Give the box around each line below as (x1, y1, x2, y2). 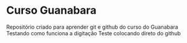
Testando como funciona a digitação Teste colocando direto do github (6, 29, 181, 36)
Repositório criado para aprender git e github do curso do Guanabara (6, 23, 179, 30)
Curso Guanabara (6, 4, 97, 17)
